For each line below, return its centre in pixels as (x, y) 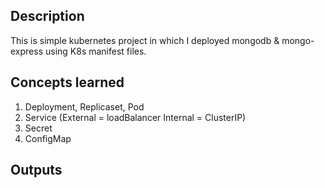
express (27, 51)
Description (47, 16)
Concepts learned (67, 82)
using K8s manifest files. (95, 51)
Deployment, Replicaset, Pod (84, 106)
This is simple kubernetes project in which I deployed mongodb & (145, 40)
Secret (38, 128)
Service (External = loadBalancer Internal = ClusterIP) (135, 117)
